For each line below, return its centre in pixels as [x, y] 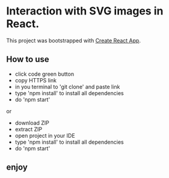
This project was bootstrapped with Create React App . [74, 40]
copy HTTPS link [36, 80]
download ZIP [32, 123]
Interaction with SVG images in [85, 11]
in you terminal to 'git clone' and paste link [67, 87]
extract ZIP [29, 129]
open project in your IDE [45, 135]
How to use [28, 59]
